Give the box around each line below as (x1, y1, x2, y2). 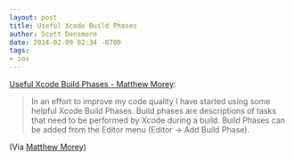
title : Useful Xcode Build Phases (9, 21, 138, 30)
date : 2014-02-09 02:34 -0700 (9, 37, 122, 47)
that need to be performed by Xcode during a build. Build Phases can (30, 115, 286, 125)
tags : (9, 46, 29, 55)
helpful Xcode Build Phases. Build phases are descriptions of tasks (30, 106, 277, 116)
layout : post (9, 12, 58, 22)
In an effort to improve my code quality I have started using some (30, 96, 271, 107)
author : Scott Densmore (9, 29, 98, 38)
